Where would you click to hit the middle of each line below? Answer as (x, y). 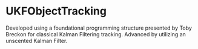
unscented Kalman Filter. (37, 41)
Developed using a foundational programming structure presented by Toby (99, 28)
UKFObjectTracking (56, 11)
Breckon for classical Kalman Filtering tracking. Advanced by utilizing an (96, 34)
